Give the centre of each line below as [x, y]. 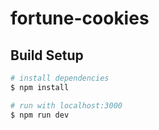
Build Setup [47, 55]
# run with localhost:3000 [66, 105]
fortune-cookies [80, 18]
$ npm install [40, 87]
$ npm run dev [40, 115]
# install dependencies [60, 78]
